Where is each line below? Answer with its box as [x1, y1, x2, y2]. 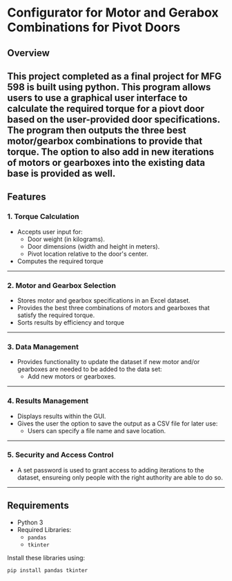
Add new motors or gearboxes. [27, 372, 116, 381]
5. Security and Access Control [7, 450, 114, 460]
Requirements [7, 499, 69, 512]
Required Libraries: [17, 525, 72, 533]
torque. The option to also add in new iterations [7, 146, 215, 158]
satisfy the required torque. [17, 311, 95, 319]
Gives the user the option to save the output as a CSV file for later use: [17, 419, 218, 428]
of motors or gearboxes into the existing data [7, 157, 206, 169]
